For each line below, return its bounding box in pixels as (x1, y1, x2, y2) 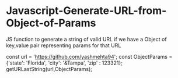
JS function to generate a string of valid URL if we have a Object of (6, 36, 167, 42)
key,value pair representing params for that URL (6, 42, 121, 49)
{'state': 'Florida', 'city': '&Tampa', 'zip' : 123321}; (6, 59, 123, 66)
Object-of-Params (6, 16, 96, 30)
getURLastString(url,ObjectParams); (6, 65, 92, 72)
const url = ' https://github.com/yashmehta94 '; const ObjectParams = (6, 53, 173, 60)
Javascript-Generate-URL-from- (6, 4, 167, 17)
